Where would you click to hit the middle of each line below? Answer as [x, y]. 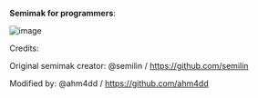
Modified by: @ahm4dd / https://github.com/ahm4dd [109, 83]
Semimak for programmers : [63, 13]
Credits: [24, 48]
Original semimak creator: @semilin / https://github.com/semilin [129, 66]
